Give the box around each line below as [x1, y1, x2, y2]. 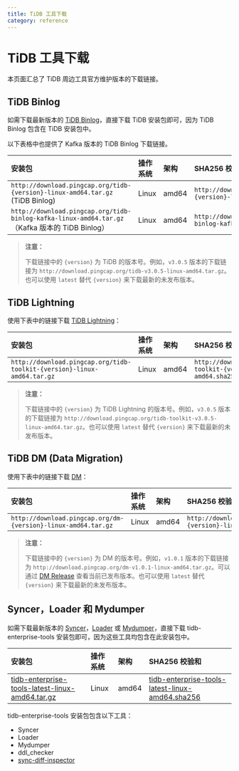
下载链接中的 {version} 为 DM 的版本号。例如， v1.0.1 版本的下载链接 [24, 553, 229, 562]
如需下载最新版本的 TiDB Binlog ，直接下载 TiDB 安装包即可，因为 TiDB [7, 115, 214, 125]
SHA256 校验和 [149, 656, 202, 666]
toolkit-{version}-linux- [11, 365, 99, 374]
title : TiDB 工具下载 [7, 10, 68, 18]
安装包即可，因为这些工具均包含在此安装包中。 [55, 632, 193, 641]
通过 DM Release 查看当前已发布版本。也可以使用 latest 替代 [24, 571, 205, 580]
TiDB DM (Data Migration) [7, 453, 123, 465]
